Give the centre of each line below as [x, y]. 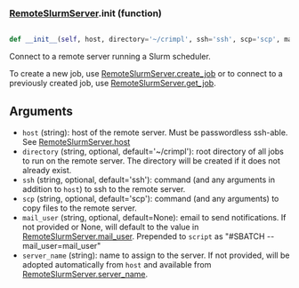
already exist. [47, 170]
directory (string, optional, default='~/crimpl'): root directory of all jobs [153, 151]
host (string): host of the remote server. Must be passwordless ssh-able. [155, 132]
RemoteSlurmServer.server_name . [85, 274]
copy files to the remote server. [80, 208]
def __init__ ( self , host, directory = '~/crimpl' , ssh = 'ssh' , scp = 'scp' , [145, 40]
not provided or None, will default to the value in [110, 227]
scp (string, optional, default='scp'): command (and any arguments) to [150, 198]
